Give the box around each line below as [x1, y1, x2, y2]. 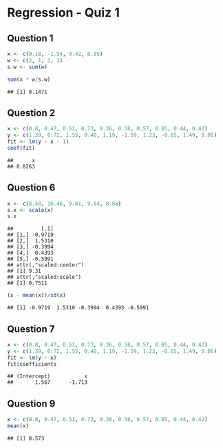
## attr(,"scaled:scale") [7, 274, 81, 281]
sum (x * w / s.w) [7, 76, 51, 83]
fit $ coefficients [7, 360, 57, 367]
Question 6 [7, 182, 56, 194]
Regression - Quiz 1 [7, 5, 120, 21]
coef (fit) [7, 144, 36, 151]
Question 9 [7, 398, 56, 409]
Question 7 [7, 323, 55, 335]
